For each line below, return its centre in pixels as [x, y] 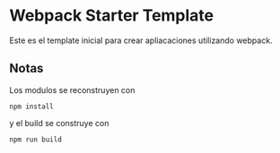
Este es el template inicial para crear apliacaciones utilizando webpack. [141, 40]
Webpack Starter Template [112, 16]
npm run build [36, 140]
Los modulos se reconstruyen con [72, 89]
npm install [31, 106]
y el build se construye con [59, 123]
